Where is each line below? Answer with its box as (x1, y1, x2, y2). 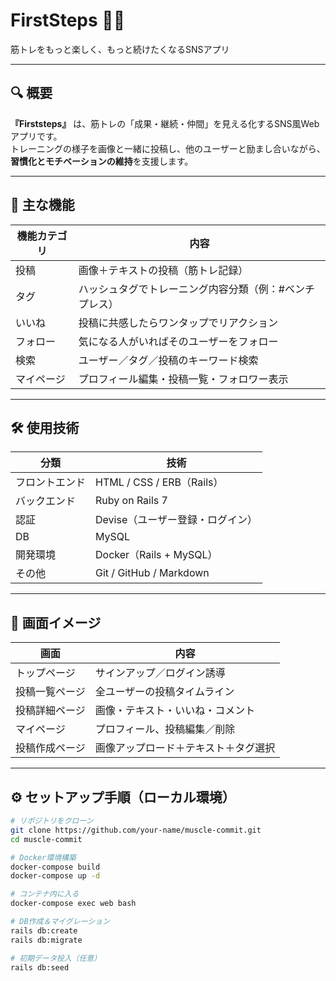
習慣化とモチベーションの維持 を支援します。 (10, 155, 194, 167)
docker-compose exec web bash (10, 899, 137, 909)
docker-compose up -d (10, 871, 101, 881)
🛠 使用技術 (10, 419, 80, 436)
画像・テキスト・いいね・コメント (94, 704, 256, 718)
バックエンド (15, 494, 77, 508)
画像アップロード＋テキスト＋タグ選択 (94, 741, 276, 755)
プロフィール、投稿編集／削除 (94, 722, 236, 736)
